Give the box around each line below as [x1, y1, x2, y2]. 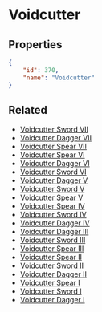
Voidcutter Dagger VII [19, 133, 92, 143]
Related [8, 103, 48, 117]
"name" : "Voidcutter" [22, 74, 95, 82]
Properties [8, 38, 63, 51]
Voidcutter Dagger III [19, 227, 89, 237]
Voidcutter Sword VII [19, 124, 89, 134]
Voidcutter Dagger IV [19, 218, 90, 228]
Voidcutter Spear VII [19, 142, 87, 152]
